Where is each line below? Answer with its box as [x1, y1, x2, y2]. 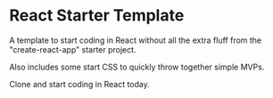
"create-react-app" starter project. [9, 44, 136, 54]
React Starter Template [9, 5, 185, 26]
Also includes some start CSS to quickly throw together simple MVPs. [9, 61, 265, 72]
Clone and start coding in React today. [9, 78, 150, 89]
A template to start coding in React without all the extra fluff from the [9, 35, 262, 45]
